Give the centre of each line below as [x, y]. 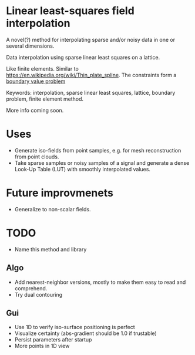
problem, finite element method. [45, 99]
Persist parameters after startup [53, 340]
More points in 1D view [42, 346]
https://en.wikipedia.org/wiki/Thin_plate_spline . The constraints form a [91, 75]
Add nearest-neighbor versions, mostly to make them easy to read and [100, 282]
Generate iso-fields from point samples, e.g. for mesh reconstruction [98, 150]
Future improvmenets [60, 193]
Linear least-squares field [70, 11]
